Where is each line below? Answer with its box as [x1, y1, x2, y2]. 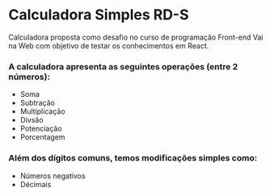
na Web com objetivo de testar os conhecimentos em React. [8, 40, 209, 50]
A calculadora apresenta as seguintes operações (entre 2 [8, 60, 238, 72]
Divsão [19, 115, 44, 125]
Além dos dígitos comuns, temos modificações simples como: [8, 152, 258, 164]
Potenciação [19, 123, 62, 134]
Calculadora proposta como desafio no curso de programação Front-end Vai [8, 32, 264, 42]
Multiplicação [19, 106, 66, 116]
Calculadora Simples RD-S [8, 6, 189, 24]
